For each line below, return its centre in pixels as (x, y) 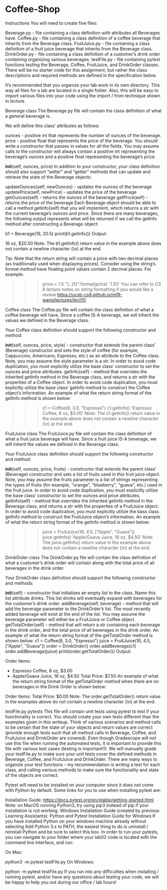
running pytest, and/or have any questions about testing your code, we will (82, 876)
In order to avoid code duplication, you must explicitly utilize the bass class (82, 511)
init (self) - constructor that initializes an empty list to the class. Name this (81, 593)
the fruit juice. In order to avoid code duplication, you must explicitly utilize (82, 490)
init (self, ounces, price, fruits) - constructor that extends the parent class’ (81, 469)
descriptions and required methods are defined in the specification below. (81, 75)
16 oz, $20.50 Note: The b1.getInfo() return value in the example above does (83, 243)
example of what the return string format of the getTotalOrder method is (79, 635)
